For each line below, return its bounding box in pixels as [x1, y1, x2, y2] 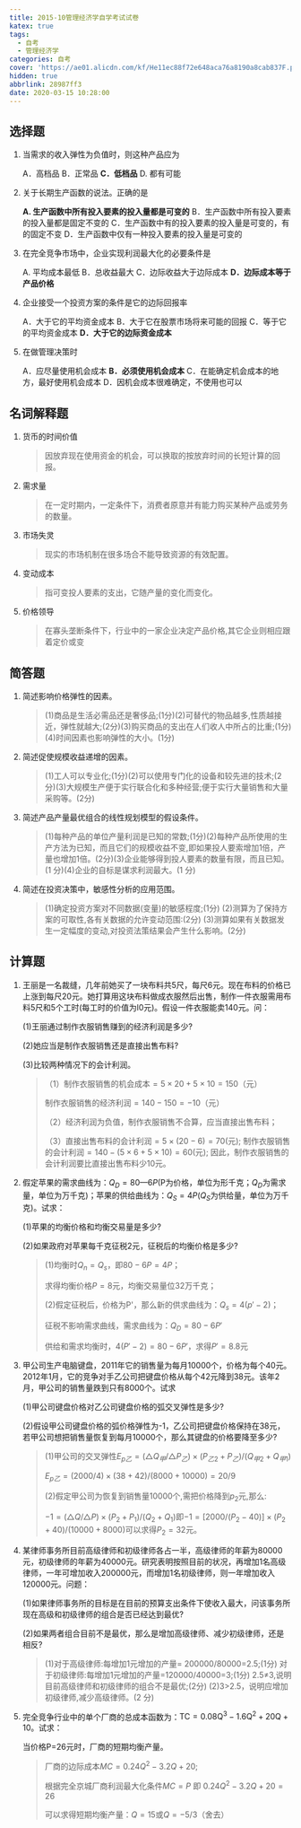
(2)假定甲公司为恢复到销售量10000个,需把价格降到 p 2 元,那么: [44, 1491, 267, 1504]
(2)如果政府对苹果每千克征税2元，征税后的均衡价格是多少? [21, 1240, 239, 1252]
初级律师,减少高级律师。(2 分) [44, 1692, 155, 1702]
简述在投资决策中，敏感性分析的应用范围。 [21, 883, 180, 894]
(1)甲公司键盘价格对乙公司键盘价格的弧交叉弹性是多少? [21, 1401, 224, 1412]
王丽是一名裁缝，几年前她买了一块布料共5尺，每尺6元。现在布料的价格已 [21, 979, 291, 990]
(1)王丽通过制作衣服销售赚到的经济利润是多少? [21, 1020, 193, 1032]
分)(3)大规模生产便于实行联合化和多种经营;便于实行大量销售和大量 [44, 782, 288, 792]
